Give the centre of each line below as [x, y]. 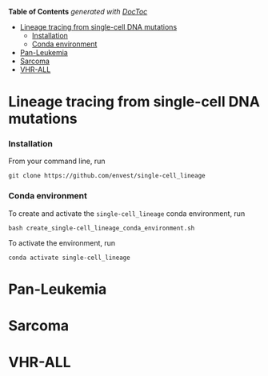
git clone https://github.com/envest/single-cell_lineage [107, 176]
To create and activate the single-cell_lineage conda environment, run [127, 213]
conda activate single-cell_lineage [69, 258]
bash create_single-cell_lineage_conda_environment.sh [102, 228]
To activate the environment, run [62, 242]
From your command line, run [57, 161]
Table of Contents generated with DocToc [78, 12]
